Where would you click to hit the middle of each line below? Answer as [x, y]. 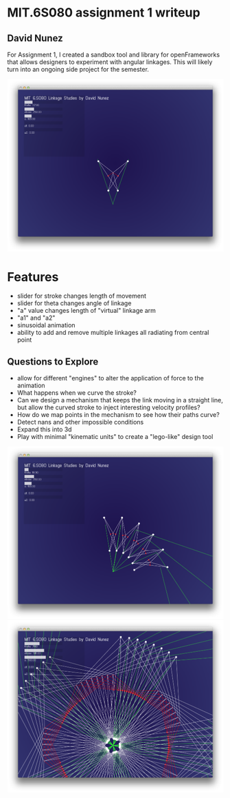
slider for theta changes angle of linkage [74, 303]
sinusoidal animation [46, 325]
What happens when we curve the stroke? [77, 393]
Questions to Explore [53, 361]
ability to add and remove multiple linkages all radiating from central [113, 333]
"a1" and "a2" [36, 318]
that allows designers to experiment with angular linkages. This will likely [110, 62]
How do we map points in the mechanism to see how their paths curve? [118, 415]
